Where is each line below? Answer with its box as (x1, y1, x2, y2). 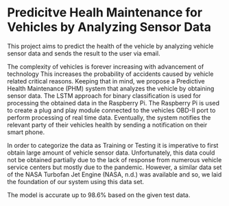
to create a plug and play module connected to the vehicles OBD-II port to (7, 106, 216, 114)
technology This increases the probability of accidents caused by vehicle (7, 70, 214, 78)
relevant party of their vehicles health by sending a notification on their (7, 120, 208, 129)
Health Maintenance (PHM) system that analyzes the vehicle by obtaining (7, 84, 215, 92)
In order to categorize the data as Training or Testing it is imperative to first (7, 141, 219, 149)
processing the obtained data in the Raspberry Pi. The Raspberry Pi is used (7, 99, 220, 107)
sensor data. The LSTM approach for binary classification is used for (7, 91, 202, 100)
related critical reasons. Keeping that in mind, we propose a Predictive (7, 77, 205, 85)
